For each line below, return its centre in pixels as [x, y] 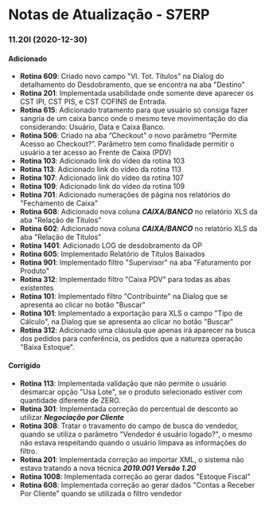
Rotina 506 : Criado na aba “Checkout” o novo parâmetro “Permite [128, 135]
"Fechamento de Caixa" [58, 203]
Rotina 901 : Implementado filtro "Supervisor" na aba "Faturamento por [136, 263]
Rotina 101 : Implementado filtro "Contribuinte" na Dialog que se [124, 296]
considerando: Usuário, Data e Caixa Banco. [92, 127]
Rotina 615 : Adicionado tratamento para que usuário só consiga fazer [134, 110]
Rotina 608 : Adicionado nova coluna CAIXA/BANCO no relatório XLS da [138, 212]
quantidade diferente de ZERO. [70, 400]
